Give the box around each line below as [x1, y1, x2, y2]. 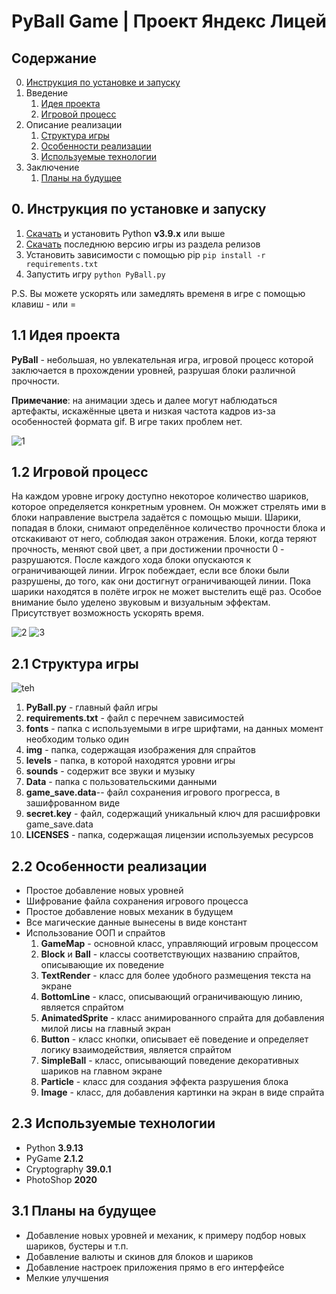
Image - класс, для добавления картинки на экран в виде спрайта [40, 1086, 325, 1099]
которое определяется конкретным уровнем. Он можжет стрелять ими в [11, 501, 327, 513]
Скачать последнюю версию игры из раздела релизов [25, 238, 261, 250]
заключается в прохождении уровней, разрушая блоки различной [11, 364, 296, 376]
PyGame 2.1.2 [25, 1152, 84, 1164]
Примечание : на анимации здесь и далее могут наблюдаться [11, 394, 278, 406]
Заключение [25, 161, 80, 173]
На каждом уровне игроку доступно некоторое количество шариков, [11, 490, 309, 502]
